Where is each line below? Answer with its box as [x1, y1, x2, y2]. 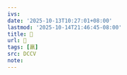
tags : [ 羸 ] [7, 44, 39, 51]
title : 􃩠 [7, 30, 33, 38]
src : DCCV [7, 51, 37, 58]
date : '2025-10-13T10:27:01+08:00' [7, 17, 113, 24]
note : [7, 57, 23, 64]
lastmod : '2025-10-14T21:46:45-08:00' [7, 24, 122, 31]
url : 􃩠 [7, 37, 27, 44]
